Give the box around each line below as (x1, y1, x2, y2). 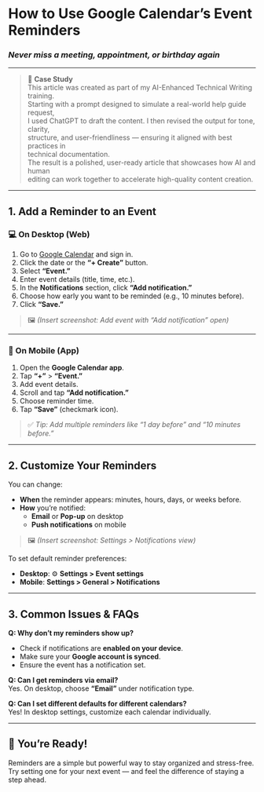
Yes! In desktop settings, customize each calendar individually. (8, 707, 211, 717)
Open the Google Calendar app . (19, 363, 124, 373)
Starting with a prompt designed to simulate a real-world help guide (27, 100, 247, 109)
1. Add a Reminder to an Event (8, 205, 157, 218)
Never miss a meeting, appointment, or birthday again (8, 49, 220, 60)
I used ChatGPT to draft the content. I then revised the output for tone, (27, 116, 255, 126)
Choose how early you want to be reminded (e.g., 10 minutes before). (19, 291, 244, 301)
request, (27, 108, 55, 118)
